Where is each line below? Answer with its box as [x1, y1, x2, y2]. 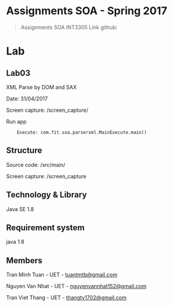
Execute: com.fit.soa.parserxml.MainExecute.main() [17, 129, 147, 135]
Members [6, 256, 43, 266]
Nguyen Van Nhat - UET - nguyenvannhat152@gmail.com [6, 283, 147, 290]
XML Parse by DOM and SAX [6, 83, 77, 91]
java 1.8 [6, 238, 25, 245]
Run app [6, 118, 27, 125]
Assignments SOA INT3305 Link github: [20, 24, 118, 31]
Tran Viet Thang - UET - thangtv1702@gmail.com [6, 294, 127, 301]
